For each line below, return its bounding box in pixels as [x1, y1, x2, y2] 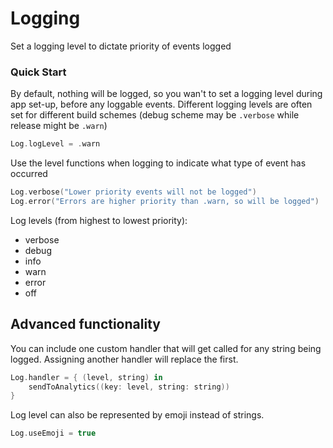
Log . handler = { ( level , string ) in [10, 372, 163, 382]
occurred [10, 168, 48, 180]
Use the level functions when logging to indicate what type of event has [10, 157, 307, 169]
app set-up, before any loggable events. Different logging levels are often [10, 98, 313, 111]
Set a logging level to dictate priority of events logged [10, 40, 232, 52]
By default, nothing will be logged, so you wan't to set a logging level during [10, 88, 323, 100]
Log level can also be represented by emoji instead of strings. [10, 409, 265, 421]
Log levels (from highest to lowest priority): [10, 214, 188, 226]
